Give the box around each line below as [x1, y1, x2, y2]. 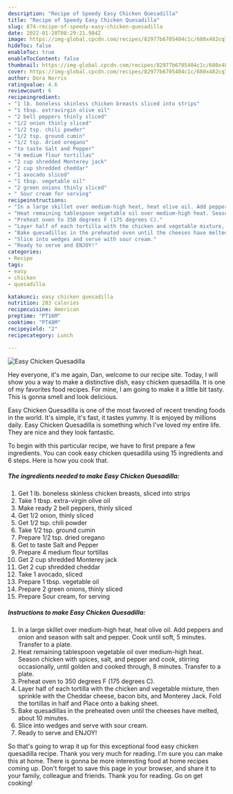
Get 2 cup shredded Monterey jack [17, 556, 118, 564]
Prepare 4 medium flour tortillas [17, 548, 109, 556]
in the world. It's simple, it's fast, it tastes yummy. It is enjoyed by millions [8, 413, 216, 421]
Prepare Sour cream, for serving [17, 592, 110, 601]
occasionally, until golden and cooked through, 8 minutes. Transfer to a [17, 662, 221, 671]
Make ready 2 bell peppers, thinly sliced [17, 504, 132, 513]
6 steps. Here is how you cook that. [8, 456, 109, 464]
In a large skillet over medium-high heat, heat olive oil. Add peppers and [17, 626, 223, 634]
